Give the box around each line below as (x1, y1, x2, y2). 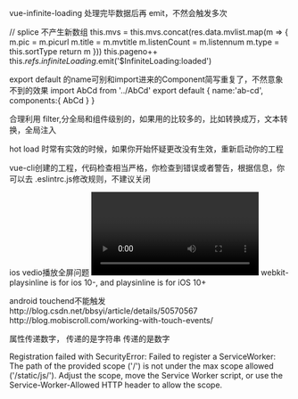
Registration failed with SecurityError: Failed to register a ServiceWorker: (9, 351, 277, 362)
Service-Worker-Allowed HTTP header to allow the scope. (9, 379, 223, 390)
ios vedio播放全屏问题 (9, 267, 90, 278)
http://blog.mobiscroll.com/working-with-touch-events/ (9, 315, 214, 325)
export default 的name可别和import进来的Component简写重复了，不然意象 (9, 74, 284, 85)
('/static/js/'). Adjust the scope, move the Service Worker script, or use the (9, 370, 284, 380)
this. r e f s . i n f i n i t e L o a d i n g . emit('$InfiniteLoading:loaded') (9, 56, 212, 66)
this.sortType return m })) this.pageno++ (9, 46, 159, 56)
